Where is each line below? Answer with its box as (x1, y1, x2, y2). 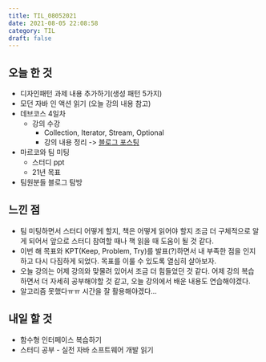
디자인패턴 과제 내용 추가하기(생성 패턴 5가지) (19, 89, 163, 99)
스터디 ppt (31, 157, 65, 167)
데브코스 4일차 (19, 109, 66, 119)
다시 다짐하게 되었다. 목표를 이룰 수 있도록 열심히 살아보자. (34, 256, 217, 266)
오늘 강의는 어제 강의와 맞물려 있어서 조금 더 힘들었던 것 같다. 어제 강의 (19, 266, 240, 275)
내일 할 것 (8, 312, 53, 326)
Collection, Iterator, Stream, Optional (43, 128, 164, 137)
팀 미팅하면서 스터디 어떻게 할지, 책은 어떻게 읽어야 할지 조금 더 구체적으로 (19, 226, 251, 235)
